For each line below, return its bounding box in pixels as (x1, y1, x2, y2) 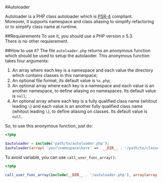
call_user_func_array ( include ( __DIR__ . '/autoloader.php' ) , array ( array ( (5, 172, 160, 177)
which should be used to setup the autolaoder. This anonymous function (5, 53, 150, 59)
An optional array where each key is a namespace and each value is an (12, 83, 154, 89)
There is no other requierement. (5, 38, 69, 44)
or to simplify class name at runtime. (5, 24, 78, 30)
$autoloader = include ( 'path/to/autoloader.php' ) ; (5, 141, 110, 146)
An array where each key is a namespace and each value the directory (12, 67, 154, 73)
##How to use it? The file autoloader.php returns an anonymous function (5, 48, 151, 53)
